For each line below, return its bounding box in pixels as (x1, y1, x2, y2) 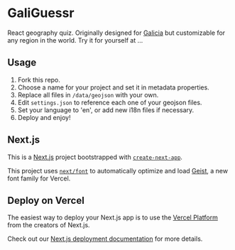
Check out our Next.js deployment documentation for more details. (7, 234, 203, 243)
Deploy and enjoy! (17, 113, 71, 121)
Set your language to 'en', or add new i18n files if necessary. (17, 105, 195, 114)
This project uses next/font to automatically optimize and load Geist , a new (7, 166, 229, 175)
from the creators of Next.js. (7, 221, 90, 229)
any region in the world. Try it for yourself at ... (7, 36, 143, 44)
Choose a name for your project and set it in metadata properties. (17, 83, 209, 92)
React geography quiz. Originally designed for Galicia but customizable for (7, 28, 226, 37)
